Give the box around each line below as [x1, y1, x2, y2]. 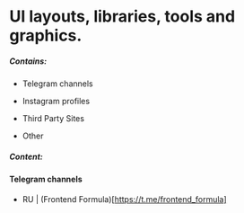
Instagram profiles [22, 96, 91, 107]
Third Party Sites [22, 113, 85, 124]
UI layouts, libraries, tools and [9, 6, 236, 27]
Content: [9, 151, 43, 162]
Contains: [9, 56, 48, 67]
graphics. [9, 25, 83, 46]
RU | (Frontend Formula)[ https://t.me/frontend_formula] [22, 193, 227, 204]
